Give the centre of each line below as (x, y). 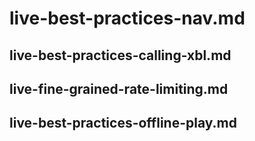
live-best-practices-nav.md (127, 18)
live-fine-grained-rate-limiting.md (119, 88)
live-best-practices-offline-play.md (123, 123)
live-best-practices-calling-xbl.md (120, 55)
